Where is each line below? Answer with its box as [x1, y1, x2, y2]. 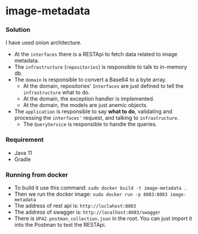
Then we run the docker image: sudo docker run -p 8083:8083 [14, 190, 168, 198]
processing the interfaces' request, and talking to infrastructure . [14, 114, 180, 121]
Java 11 [14, 149, 32, 156]
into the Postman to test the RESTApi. [14, 221, 106, 229]
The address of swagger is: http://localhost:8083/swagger [14, 208, 161, 216]
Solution [5, 26, 31, 34]
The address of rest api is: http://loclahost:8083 [14, 202, 137, 209]
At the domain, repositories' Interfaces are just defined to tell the [23, 83, 184, 90]
